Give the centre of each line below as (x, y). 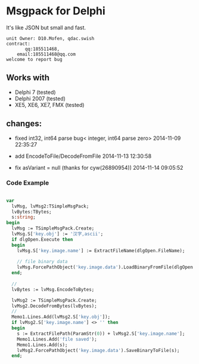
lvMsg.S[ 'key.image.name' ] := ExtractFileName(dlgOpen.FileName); (101, 250)
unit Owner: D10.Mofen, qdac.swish (50, 38)
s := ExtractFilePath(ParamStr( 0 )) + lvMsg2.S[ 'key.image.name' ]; (101, 334)
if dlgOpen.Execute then (42, 239)
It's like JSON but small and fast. (46, 27)
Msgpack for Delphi (56, 11)
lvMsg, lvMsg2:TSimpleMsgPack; (50, 206)
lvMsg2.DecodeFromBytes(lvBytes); (54, 306)
